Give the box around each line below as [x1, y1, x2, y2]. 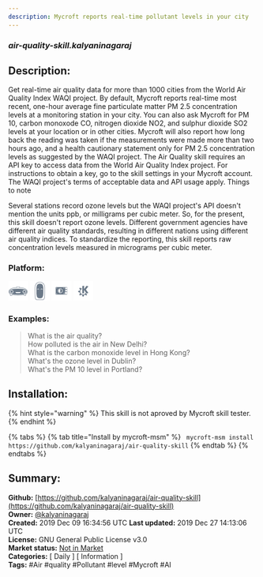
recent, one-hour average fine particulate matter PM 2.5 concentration [8, 102, 238, 111]
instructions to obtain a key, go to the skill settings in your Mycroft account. [8, 169, 253, 178]
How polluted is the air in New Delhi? [27, 339, 148, 349]
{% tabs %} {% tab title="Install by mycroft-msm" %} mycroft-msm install [8, 432, 254, 441]
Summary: [8, 472, 61, 485]
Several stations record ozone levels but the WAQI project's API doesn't [8, 201, 241, 211]
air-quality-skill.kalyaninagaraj [8, 39, 132, 51]
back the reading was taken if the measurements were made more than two [8, 135, 254, 145]
